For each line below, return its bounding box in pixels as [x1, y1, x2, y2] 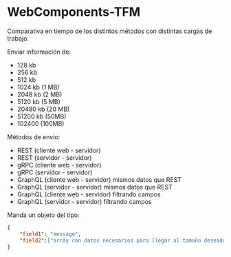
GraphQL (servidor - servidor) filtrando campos [16, 197, 152, 205]
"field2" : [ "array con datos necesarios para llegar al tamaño [19, 237, 201, 244]
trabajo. [7, 34, 30, 42]
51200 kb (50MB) [16, 112, 67, 121]
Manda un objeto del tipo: [7, 211, 80, 219]
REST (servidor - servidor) [16, 153, 92, 162]
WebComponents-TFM [7, 4, 141, 20]
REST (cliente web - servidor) [16, 146, 101, 154]
